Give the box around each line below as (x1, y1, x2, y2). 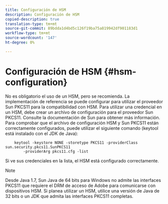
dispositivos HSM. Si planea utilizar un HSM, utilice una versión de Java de (5, 187, 159, 193)
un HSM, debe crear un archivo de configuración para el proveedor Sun (5, 109, 153, 115)
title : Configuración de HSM (5, 7, 66, 13)
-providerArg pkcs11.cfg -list (23, 149, 89, 154)
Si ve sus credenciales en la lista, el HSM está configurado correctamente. (5, 157, 159, 163)
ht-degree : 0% (5, 40, 35, 45)
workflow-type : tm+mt (5, 31, 51, 36)
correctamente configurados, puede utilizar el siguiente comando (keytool (5, 125, 159, 131)
